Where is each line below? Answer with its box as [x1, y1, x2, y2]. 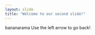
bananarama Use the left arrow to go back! [5, 24, 91, 30]
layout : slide [5, 7, 34, 12]
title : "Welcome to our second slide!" [5, 12, 86, 16]
